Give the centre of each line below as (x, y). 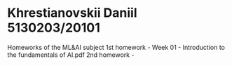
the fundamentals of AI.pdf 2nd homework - (71, 55)
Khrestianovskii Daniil (73, 13)
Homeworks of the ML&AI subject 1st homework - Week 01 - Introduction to (116, 47)
